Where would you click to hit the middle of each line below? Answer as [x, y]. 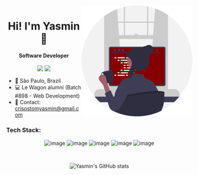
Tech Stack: [24, 130]
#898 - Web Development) [47, 96]
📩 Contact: [27, 102]
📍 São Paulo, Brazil [38, 81]
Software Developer [44, 56]
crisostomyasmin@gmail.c [47, 109]
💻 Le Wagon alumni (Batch [48, 87]
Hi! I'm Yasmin [44, 26]
